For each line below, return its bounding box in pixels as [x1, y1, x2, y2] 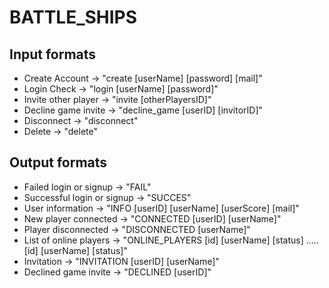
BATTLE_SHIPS [9, 6, 138, 29]
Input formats [9, 46, 97, 63]
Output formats [9, 154, 108, 171]
